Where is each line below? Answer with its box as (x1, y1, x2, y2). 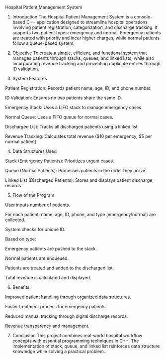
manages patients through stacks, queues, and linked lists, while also (12, 55, 155, 61)
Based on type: (5, 236, 36, 242)
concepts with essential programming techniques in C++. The (12, 338, 139, 344)
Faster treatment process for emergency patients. (5, 304, 107, 309)
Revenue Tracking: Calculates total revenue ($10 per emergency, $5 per (5, 133, 153, 139)
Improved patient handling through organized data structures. (5, 294, 132, 300)
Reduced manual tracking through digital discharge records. (5, 313, 128, 319)
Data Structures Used (12, 148, 57, 154)
